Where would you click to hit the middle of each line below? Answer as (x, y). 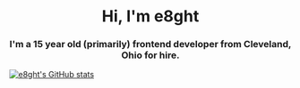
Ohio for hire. (150, 55)
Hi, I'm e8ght (150, 16)
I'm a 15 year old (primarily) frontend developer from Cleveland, (150, 44)
